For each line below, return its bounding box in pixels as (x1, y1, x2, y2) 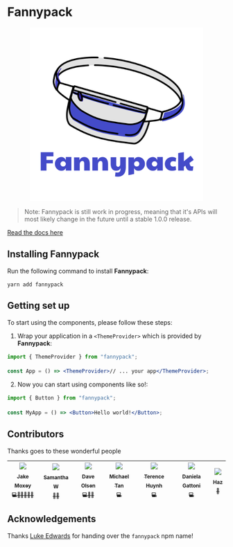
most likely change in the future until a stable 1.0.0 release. (24, 215, 192, 223)
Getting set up (7, 300, 70, 312)
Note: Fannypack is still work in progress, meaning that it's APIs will (24, 207, 218, 215)
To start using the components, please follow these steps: (7, 318, 173, 326)
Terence (144, 473, 164, 480)
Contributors (7, 429, 64, 440)
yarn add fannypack (7, 281, 64, 288)
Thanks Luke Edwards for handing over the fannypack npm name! (7, 531, 193, 540)
